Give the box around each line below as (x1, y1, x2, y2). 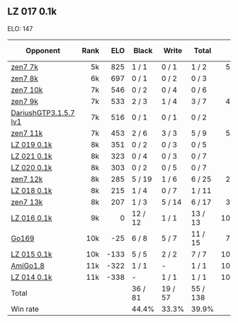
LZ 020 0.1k (11, 163, 52, 172)
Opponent (25, 45, 60, 55)
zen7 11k (11, 128, 43, 138)
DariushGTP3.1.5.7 (11, 107, 76, 117)
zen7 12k (11, 174, 43, 184)
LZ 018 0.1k (11, 185, 52, 195)
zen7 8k (11, 74, 39, 83)
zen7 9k (11, 96, 39, 106)
